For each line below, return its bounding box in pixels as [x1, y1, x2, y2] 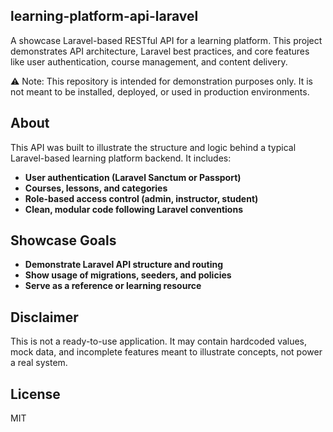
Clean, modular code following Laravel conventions [24, 203, 243, 215]
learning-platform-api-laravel [10, 8, 199, 25]
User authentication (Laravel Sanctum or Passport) [24, 171, 242, 183]
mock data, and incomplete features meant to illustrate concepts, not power [10, 346, 323, 358]
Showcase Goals [10, 232, 117, 249]
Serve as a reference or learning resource [24, 280, 202, 292]
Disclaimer [10, 309, 79, 326]
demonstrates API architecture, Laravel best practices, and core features [10, 45, 310, 57]
